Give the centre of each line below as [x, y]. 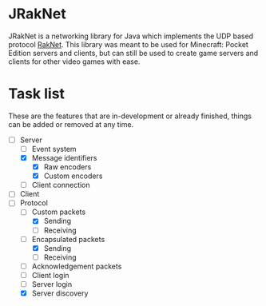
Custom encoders [73, 176]
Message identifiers [64, 158]
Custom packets [59, 212]
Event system [54, 149]
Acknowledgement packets [77, 266]
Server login [52, 284]
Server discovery [60, 293]
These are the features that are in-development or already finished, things [130, 116]
